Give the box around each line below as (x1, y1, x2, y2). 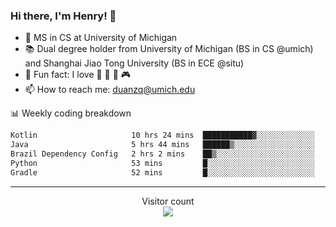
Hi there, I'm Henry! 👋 (10, 9, 117, 23)
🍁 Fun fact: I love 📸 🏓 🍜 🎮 (24, 69, 132, 81)
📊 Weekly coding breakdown (10, 107, 132, 119)
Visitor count (141, 195, 195, 207)
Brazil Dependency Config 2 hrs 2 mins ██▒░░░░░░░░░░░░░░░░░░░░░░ (10, 149, 315, 159)
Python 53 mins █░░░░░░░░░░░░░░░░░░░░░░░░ (10, 158, 315, 168)
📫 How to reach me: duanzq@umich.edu (24, 84, 196, 96)
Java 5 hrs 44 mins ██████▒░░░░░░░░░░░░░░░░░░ (10, 140, 315, 150)
